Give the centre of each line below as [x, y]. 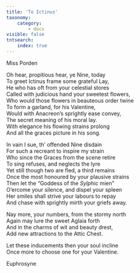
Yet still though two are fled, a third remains [61, 170]
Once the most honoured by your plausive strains [68, 177]
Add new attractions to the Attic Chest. [55, 234]
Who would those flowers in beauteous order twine [70, 100]
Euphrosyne [21, 263]
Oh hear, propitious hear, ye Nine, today [56, 75]
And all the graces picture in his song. [54, 133]
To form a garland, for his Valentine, [51, 107]
